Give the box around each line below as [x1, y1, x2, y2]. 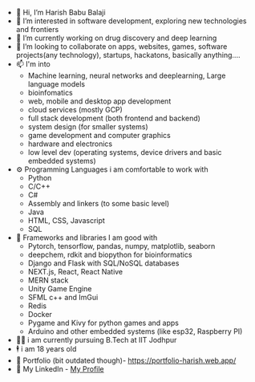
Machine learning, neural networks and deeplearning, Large [27, 71, 226, 80]
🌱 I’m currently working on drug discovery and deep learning [15, 33, 217, 43]
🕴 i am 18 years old [15, 344, 77, 353]
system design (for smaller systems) [27, 122, 148, 132]
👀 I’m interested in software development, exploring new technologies [15, 16, 247, 26]
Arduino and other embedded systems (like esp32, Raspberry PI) [27, 327, 243, 336]
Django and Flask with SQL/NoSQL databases [27, 258, 180, 268]
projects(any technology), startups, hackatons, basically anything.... [15, 51, 241, 59]
